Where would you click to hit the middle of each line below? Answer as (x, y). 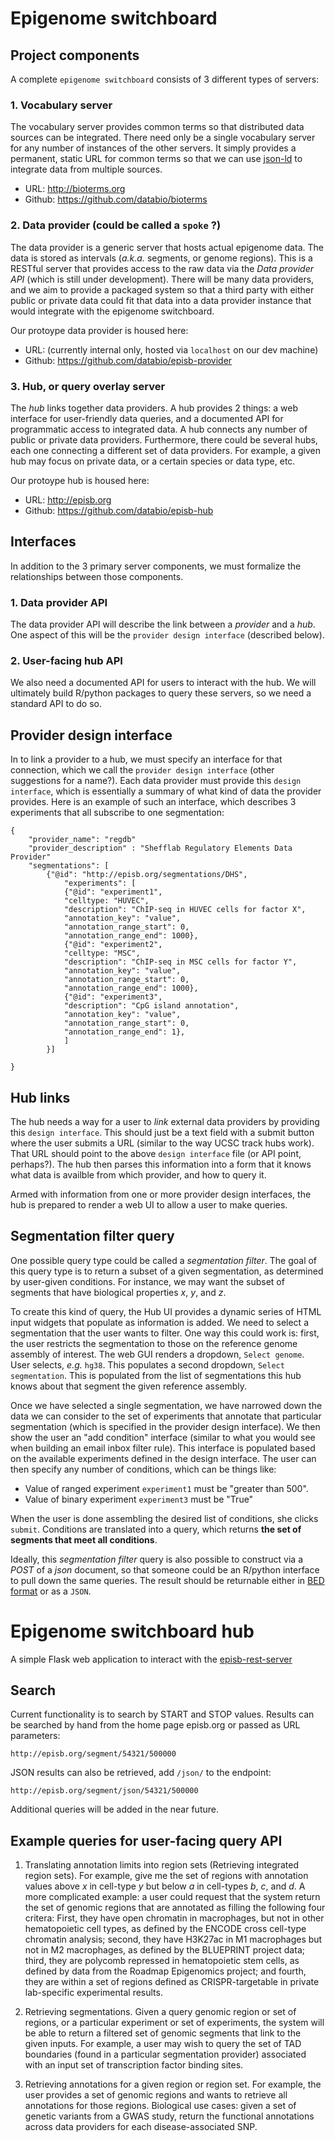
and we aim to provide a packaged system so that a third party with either (162, 289)
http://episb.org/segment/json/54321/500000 (104, 1791)
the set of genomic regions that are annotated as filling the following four (175, 1908)
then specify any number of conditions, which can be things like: (143, 1469)
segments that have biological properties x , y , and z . (118, 1292)
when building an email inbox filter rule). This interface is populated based (163, 1448)
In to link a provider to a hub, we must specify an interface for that (146, 759)
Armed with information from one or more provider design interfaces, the (161, 1194)
